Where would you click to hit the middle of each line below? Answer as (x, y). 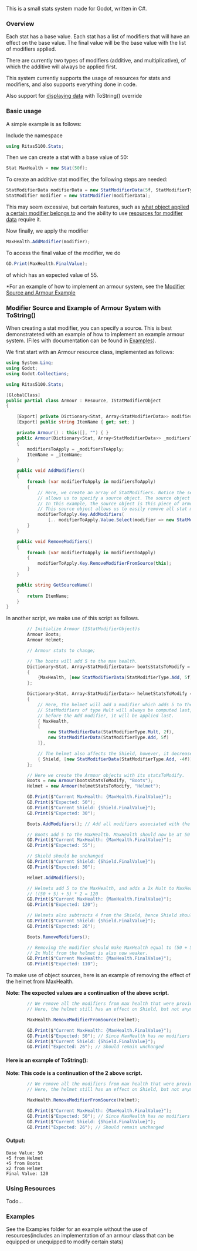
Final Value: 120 (27, 1174)
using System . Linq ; (30, 363)
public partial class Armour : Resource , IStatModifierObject (84, 401)
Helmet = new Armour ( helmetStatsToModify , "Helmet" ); (94, 786)
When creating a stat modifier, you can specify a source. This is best (89, 328)
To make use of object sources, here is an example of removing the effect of (98, 975)
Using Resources (31, 1188)
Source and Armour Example (41, 292)
